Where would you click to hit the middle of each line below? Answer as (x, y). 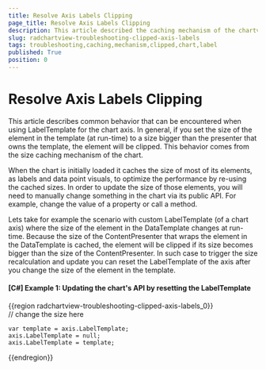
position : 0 (28, 60)
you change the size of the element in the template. (92, 270)
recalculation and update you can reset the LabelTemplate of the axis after (129, 261)
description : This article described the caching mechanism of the (122, 30)
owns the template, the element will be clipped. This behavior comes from (129, 146)
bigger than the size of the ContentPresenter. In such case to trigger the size (133, 253)
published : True (35, 52)
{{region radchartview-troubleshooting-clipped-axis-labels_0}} (111, 306)
